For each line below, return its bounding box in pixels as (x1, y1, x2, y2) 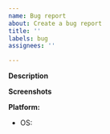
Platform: (8, 103, 40, 112)
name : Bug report (8, 11, 67, 20)
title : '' (8, 27, 42, 35)
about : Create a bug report (8, 19, 103, 27)
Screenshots (8, 86, 52, 97)
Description (8, 71, 49, 81)
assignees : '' (8, 42, 56, 50)
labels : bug (8, 34, 48, 43)
